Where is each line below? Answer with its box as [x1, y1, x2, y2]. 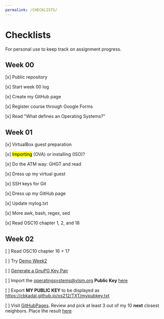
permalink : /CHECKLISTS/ [5, 7, 58, 13]
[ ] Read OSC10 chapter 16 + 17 [5, 248, 70, 254]
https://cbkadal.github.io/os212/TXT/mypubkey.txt [5, 293, 110, 299]
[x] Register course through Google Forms [5, 103, 93, 109]
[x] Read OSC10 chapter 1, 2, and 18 [5, 220, 80, 226]
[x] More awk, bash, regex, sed [5, 210, 70, 216]
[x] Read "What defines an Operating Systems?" [5, 113, 105, 119]
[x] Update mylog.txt [5, 201, 48, 207]
